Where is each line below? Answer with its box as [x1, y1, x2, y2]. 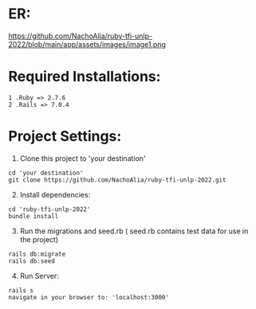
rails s [8, 286, 34, 295]
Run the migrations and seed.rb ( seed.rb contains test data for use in [19, 226, 249, 236]
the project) [19, 234, 58, 244]
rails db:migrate [8, 250, 66, 258]
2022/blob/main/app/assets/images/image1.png [8, 39, 166, 49]
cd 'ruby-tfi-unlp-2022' [8, 205, 91, 213]
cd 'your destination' [8, 169, 84, 177]
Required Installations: [8, 68, 161, 86]
